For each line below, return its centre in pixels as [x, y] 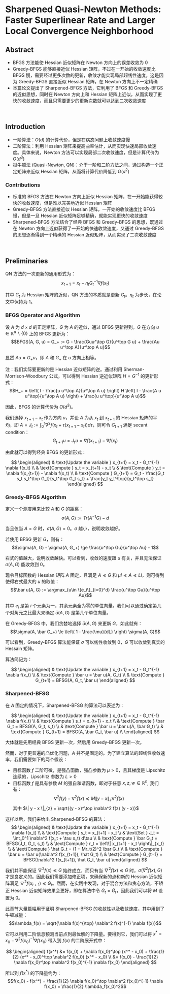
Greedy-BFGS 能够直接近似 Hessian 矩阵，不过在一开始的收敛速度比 [84, 69]
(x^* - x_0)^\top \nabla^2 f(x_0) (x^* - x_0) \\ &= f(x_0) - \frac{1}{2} [89, 957]
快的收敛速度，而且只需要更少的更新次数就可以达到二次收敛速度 [79, 101]
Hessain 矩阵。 [21, 648]
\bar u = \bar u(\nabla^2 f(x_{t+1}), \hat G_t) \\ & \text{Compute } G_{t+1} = [85, 854]
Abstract [20, 50]
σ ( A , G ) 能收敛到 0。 [26, 564]
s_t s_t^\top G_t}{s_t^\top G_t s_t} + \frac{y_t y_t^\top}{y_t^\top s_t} [85, 478]
